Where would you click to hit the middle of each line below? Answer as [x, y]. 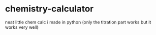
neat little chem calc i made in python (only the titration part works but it [78, 22]
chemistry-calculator [49, 9]
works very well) [22, 27]
